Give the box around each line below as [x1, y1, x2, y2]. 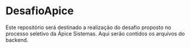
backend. [5, 36, 28, 43]
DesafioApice [5, 4, 74, 18]
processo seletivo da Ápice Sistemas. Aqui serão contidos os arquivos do [5, 30, 185, 37]
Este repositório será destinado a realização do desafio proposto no [5, 24, 171, 31]
